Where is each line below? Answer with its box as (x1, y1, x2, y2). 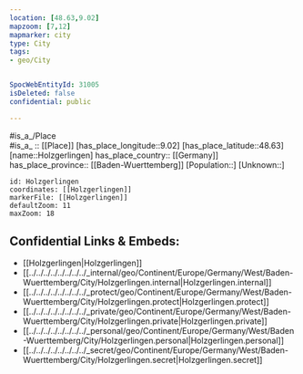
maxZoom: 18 (9, 209, 55, 218)
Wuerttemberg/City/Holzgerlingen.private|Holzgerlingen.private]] (22, 316, 268, 327)
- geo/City (9, 56, 51, 65)
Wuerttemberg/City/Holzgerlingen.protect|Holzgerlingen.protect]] (22, 296, 270, 307)
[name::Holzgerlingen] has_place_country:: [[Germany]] (9, 150, 219, 161)
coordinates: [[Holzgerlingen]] (9, 184, 132, 194)
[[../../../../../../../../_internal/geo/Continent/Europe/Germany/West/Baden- (22, 267, 294, 278)
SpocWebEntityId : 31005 (9, 80, 100, 89)
